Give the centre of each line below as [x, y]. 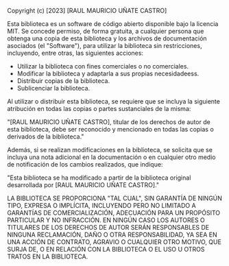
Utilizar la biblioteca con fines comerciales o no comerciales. [103, 66]
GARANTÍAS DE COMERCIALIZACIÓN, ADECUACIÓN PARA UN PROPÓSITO [114, 213]
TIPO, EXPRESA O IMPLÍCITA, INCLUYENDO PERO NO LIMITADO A [102, 205]
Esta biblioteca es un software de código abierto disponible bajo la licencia [113, 24]
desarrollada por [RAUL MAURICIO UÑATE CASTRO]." [83, 185]
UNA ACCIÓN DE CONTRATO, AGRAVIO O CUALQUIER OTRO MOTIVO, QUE [114, 242]
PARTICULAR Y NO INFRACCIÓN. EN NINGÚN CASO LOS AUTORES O [106, 220]
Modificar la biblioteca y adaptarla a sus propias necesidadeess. [108, 73]
